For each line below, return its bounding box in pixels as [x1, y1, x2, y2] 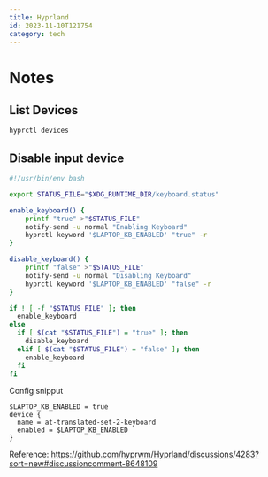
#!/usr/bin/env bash [9, 174, 86, 183]
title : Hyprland [9, 12, 69, 22]
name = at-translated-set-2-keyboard [17, 418, 157, 427]
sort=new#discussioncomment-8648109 [9, 458, 158, 469]
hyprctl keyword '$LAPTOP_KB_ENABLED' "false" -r [25, 280, 212, 289]
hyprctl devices [9, 126, 69, 135]
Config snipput [9, 386, 64, 396]
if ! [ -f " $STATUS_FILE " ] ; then [9, 304, 137, 312]
